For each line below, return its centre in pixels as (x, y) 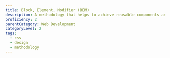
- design (19, 43)
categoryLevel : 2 (24, 29)
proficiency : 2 (21, 19)
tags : (11, 33)
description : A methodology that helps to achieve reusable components (82, 15)
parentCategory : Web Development (40, 24)
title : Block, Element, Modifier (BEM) (47, 10)
